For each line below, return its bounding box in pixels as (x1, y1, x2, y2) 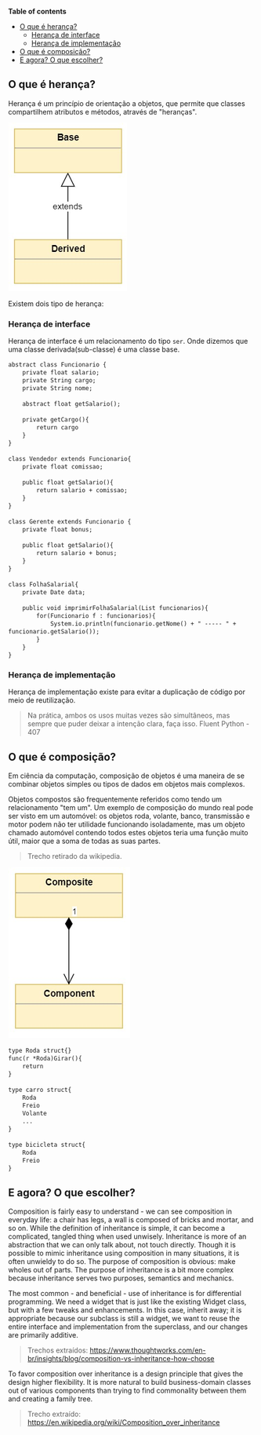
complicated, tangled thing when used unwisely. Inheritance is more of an (8, 1232, 247, 1241)
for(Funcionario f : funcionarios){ (36, 612, 156, 620)
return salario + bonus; (36, 550, 118, 557)
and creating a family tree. (8, 1394, 93, 1404)
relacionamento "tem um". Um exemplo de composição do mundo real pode (8, 803, 253, 812)
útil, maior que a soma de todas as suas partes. (8, 836, 161, 846)
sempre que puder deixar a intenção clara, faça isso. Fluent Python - (27, 719, 250, 728)
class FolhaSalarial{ (8, 581, 79, 589)
